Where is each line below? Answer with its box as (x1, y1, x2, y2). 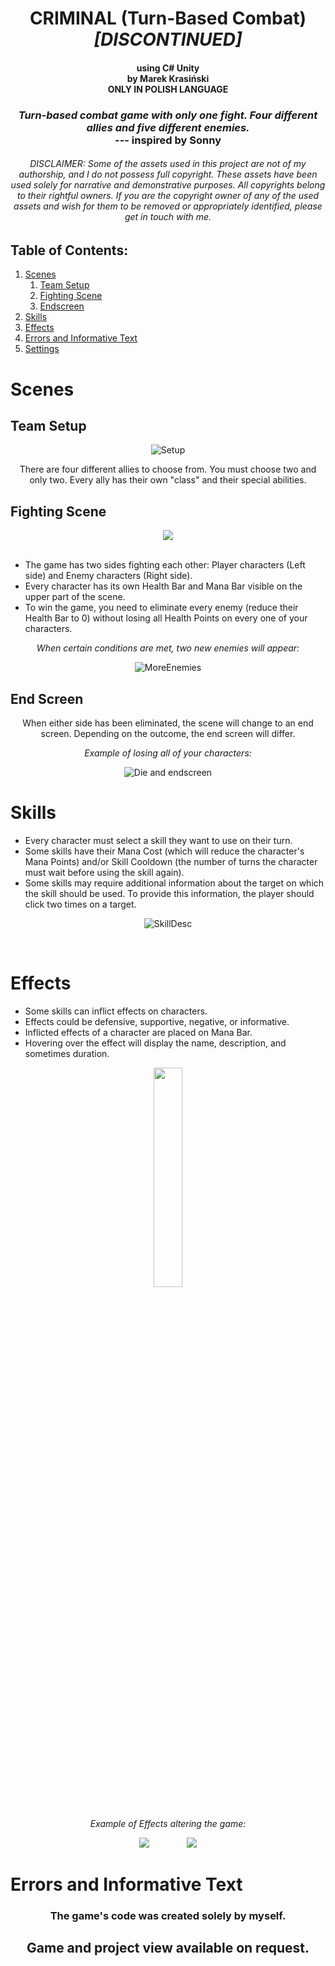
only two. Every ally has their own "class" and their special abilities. (29, 474, 307, 486)
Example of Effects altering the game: (89, 1817, 247, 1829)
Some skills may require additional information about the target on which (24, 877, 325, 889)
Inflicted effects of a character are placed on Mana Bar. (24, 1026, 253, 1038)
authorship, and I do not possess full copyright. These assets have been (18, 168, 318, 181)
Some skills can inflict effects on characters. (24, 1005, 208, 1017)
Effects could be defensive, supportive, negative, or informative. (24, 1015, 290, 1027)
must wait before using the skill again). (24, 866, 185, 878)
